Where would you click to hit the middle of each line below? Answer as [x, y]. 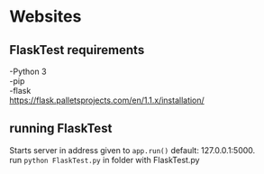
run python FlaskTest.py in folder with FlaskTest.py [105, 160]
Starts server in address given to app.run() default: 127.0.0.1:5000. [132, 150]
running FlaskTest [61, 128]
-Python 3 [28, 71]
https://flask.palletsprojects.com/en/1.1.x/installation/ [107, 100]
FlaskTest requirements [77, 50]
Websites [46, 17]
